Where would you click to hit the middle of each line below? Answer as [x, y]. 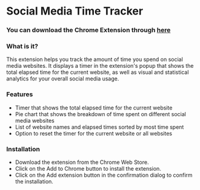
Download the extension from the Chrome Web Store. [82, 162]
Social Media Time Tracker [75, 11]
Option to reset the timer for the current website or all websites [94, 133]
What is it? [22, 47]
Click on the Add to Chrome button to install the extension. [88, 169]
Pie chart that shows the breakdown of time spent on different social [100, 114]
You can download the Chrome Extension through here [88, 30]
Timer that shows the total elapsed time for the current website [94, 108]
